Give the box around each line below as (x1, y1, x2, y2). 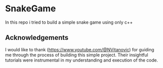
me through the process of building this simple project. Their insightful (5, 52, 148, 58)
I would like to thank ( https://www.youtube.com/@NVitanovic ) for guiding (5, 46, 155, 52)
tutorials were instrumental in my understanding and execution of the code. (5, 57, 158, 63)
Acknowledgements (5, 34, 69, 42)
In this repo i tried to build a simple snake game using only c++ (5, 19, 133, 25)
